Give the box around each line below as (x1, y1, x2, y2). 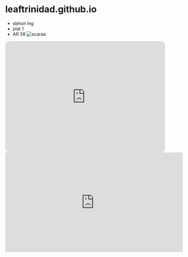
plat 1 (12, 25, 24, 31)
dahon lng (12, 20, 34, 26)
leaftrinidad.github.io (5, 4, 97, 15)
